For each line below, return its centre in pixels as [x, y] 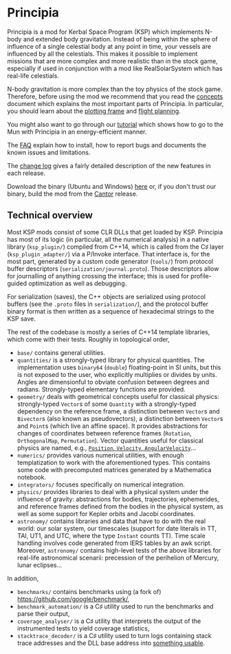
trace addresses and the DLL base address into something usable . [111, 643]
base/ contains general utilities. [61, 352]
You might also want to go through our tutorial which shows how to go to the [115, 124]
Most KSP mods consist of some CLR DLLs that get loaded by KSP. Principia [115, 232]
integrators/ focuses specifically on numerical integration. [101, 484]
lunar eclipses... [40, 565]
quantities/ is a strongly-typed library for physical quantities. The [111, 360]
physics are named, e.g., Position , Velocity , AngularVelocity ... [107, 448]
